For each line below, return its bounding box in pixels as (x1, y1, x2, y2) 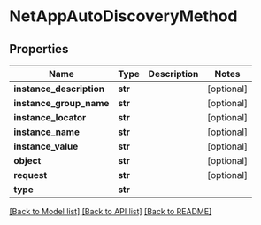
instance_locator (13, 112, 87, 123)
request (13, 169, 48, 181)
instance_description (13, 82, 104, 95)
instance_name (13, 126, 80, 138)
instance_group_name (13, 97, 110, 109)
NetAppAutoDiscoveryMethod (9, 6, 238, 27)
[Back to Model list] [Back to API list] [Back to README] (9, 206, 212, 216)
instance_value (13, 140, 79, 152)
